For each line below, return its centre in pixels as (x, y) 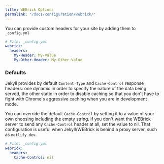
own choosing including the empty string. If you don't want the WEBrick (78, 119)
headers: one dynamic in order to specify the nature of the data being (76, 89)
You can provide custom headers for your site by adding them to (70, 28)
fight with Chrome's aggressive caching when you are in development (76, 99)
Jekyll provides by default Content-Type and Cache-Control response (75, 83)
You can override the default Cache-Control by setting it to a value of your (80, 114)
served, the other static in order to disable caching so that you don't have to (82, 94)
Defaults (16, 72)
